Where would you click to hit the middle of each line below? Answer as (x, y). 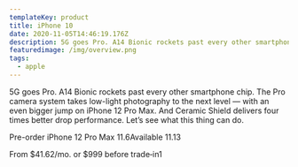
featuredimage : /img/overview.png (73, 50)
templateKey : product (49, 17)
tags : (19, 58)
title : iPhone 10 (41, 26)
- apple (31, 67)
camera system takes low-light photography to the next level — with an (139, 101)
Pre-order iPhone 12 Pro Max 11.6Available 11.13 (95, 137)
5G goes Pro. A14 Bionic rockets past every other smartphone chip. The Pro (147, 91)
